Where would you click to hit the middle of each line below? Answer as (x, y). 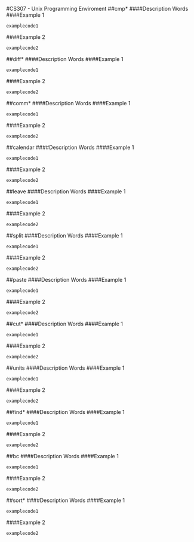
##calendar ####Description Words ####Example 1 (70, 147)
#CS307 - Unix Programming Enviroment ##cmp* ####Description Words (97, 9)
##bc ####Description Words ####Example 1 (63, 456)
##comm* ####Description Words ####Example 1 (68, 103)
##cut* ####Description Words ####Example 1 (65, 324)
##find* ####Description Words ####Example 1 (65, 412)
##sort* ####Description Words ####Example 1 (66, 500)
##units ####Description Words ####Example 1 (65, 368)
